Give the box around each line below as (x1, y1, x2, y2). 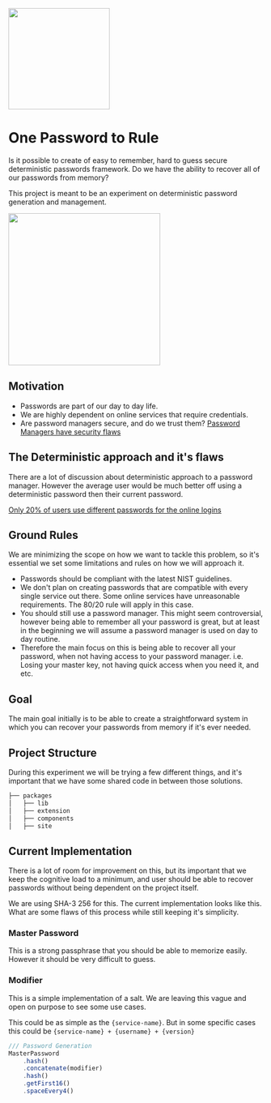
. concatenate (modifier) (23, 1064, 104, 1073)
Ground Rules (8, 528, 78, 542)
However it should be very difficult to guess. (8, 955, 156, 964)
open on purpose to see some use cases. (8, 1002, 147, 1011)
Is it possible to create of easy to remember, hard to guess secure (8, 155, 228, 165)
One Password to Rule (8, 129, 159, 147)
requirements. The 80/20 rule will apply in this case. (19, 600, 194, 609)
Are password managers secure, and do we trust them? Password (19, 418, 240, 428)
